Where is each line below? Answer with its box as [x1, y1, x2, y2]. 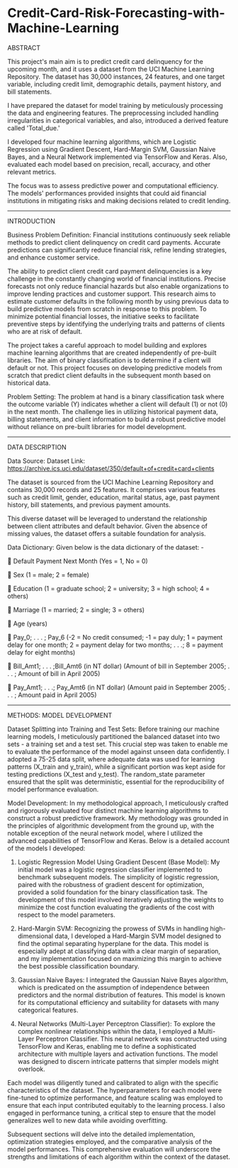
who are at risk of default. [7, 327, 83, 335]
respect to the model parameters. [17, 910, 115, 919]
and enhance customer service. [7, 253, 101, 262]
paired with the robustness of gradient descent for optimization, [17, 880, 204, 889]
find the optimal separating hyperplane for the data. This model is [17, 939, 209, 947]
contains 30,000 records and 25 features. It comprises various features [7, 485, 216, 494]
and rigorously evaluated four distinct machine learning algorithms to [7, 806, 209, 815]
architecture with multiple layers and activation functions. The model [17, 1050, 218, 1058]
